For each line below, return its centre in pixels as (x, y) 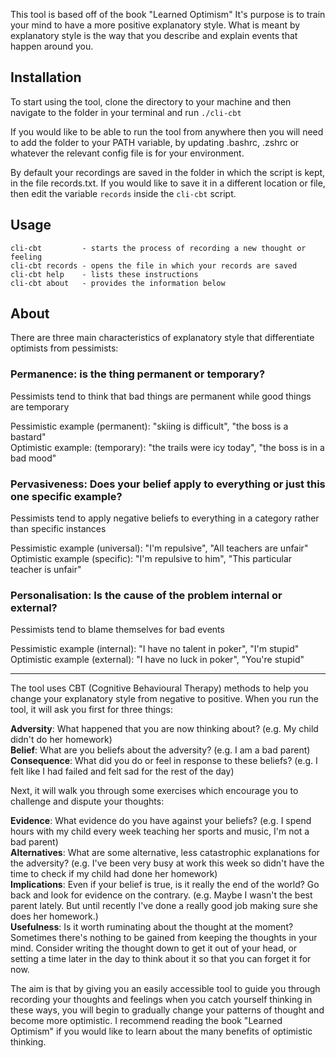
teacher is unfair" (46, 570)
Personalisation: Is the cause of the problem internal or (146, 595)
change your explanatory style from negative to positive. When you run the (164, 699)
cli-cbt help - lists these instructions (104, 274)
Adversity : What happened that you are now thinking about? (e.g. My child (164, 729)
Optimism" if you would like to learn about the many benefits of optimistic (161, 1031)
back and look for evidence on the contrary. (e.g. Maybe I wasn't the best (161, 895)
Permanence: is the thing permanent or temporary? (138, 374)
